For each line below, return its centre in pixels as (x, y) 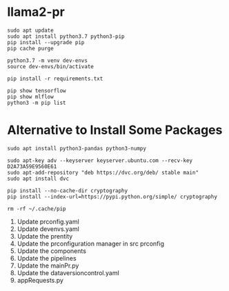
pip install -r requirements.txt (55, 79)
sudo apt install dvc (38, 179)
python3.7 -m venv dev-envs (48, 60)
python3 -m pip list (37, 103)
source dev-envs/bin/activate (51, 66)
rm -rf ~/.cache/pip (37, 209)
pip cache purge (30, 48)
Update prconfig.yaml (48, 221)
